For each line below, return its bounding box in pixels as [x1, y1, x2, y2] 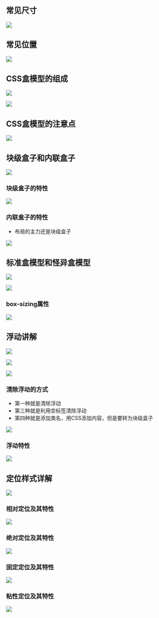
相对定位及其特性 [6, 505, 54, 513]
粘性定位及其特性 [6, 592, 54, 600]
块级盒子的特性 [6, 184, 49, 192]
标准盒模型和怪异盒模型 [6, 258, 91, 268]
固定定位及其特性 [6, 563, 54, 571]
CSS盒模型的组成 [6, 74, 68, 84]
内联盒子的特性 [6, 213, 49, 221]
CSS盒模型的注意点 [6, 119, 76, 129]
